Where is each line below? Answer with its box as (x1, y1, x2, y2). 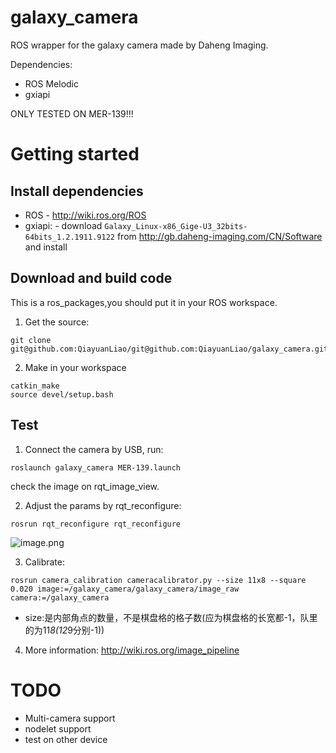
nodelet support (24, 722, 92, 735)
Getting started (10, 143, 140, 166)
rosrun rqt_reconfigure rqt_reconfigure (10, 519, 182, 529)
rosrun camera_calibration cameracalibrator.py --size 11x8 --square (10, 575, 307, 585)
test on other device (24, 733, 108, 745)
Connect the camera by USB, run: (24, 443, 164, 455)
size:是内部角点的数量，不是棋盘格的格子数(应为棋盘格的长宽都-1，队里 (24, 611, 318, 623)
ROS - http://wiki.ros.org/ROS (24, 209, 147, 221)
